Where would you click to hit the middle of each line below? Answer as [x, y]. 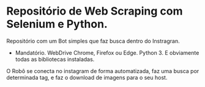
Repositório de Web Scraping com [95, 11]
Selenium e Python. [57, 24]
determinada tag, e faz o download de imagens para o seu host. [87, 77]
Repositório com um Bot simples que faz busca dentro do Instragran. [93, 41]
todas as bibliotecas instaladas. [55, 59]
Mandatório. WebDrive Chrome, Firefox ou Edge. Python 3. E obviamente [107, 52]
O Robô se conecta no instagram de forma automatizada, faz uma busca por [103, 71]
